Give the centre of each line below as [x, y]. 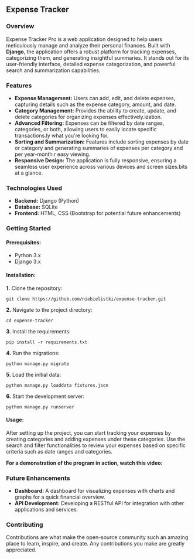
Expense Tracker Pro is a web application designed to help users [84, 39]
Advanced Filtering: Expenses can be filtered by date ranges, [89, 123]
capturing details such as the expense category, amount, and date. [95, 104]
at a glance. [29, 173]
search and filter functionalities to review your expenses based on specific [96, 445]
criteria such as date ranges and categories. [59, 451]
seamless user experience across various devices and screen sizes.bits [101, 166]
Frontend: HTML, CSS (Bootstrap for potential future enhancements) [97, 213]
